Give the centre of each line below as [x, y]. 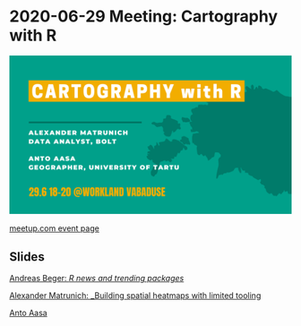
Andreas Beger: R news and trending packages [97, 279]
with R [33, 35]
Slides [27, 257]
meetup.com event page [55, 228]
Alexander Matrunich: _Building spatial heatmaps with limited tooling [135, 296]
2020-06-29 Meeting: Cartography [144, 17]
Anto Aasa [28, 313]
